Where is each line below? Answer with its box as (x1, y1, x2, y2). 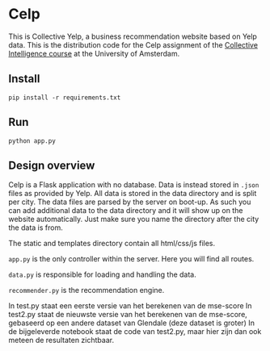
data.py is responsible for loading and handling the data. (8, 270, 196, 279)
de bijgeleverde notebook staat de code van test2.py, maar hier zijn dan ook (8, 327, 262, 336)
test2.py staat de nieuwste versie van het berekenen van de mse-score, (8, 310, 248, 320)
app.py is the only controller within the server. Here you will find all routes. (8, 254, 255, 264)
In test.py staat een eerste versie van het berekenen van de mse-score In (8, 301, 252, 311)
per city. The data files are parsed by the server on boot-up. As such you (8, 197, 251, 207)
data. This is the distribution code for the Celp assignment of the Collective (8, 40, 259, 49)
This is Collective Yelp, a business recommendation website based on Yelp (8, 31, 257, 41)
